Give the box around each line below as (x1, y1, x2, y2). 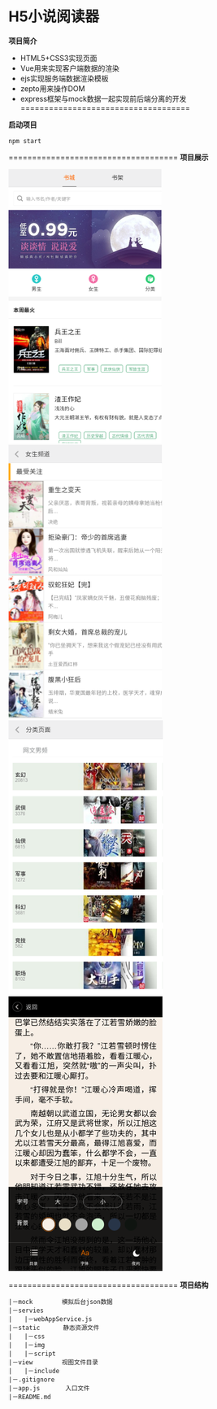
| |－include (8, 1367, 60, 1375)
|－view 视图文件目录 (8, 1358, 99, 1367)
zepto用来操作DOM (20, 83, 85, 94)
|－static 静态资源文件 (8, 1324, 100, 1332)
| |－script (8, 1350, 56, 1358)
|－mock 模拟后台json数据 (8, 1298, 113, 1306)
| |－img (8, 1341, 46, 1349)
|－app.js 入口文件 (8, 1384, 90, 1392)
